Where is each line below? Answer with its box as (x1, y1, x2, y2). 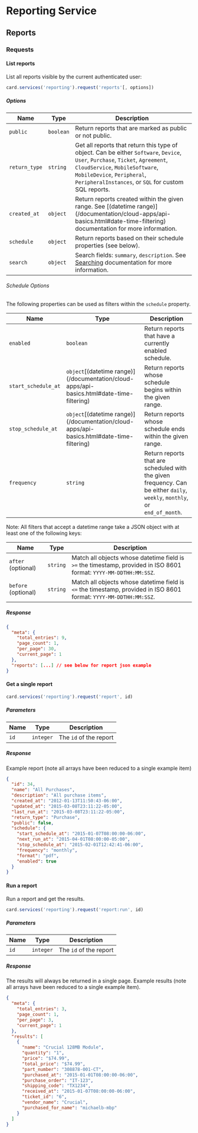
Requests (6, 45, 34, 54)
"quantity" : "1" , (21, 1050, 65, 1056)
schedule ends (144, 425, 186, 433)
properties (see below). (75, 241, 140, 249)
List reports (6, 60, 35, 67)
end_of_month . (144, 508, 183, 516)
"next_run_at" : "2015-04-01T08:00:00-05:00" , (16, 837, 131, 843)
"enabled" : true (16, 858, 57, 864)
